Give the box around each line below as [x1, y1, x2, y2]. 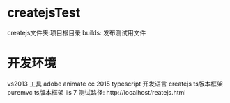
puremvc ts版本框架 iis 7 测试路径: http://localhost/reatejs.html [7, 88, 186, 96]
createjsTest [7, 5, 81, 21]
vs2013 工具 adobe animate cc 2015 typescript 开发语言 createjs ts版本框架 [7, 79, 223, 88]
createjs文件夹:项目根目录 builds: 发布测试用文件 [7, 28, 146, 37]
